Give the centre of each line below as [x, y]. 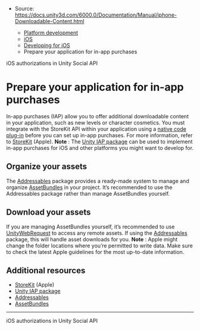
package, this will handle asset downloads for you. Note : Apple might [92, 239]
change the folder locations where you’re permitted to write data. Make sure [100, 246]
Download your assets [49, 213]
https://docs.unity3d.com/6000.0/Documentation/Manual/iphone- [96, 15]
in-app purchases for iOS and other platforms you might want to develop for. [100, 147]
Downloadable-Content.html [49, 21]
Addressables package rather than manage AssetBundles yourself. [88, 193]
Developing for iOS [47, 45]
